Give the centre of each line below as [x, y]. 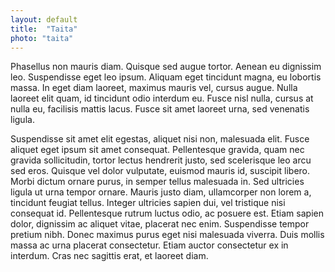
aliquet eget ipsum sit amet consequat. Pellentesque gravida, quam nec [157, 150]
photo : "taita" [42, 38]
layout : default [44, 19]
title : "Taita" [44, 29]
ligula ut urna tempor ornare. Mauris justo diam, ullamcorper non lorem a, [161, 192]
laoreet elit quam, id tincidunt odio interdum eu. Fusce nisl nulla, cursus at [162, 98]
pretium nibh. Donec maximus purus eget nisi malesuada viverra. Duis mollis [167, 235]
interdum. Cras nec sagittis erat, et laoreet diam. [109, 256]
